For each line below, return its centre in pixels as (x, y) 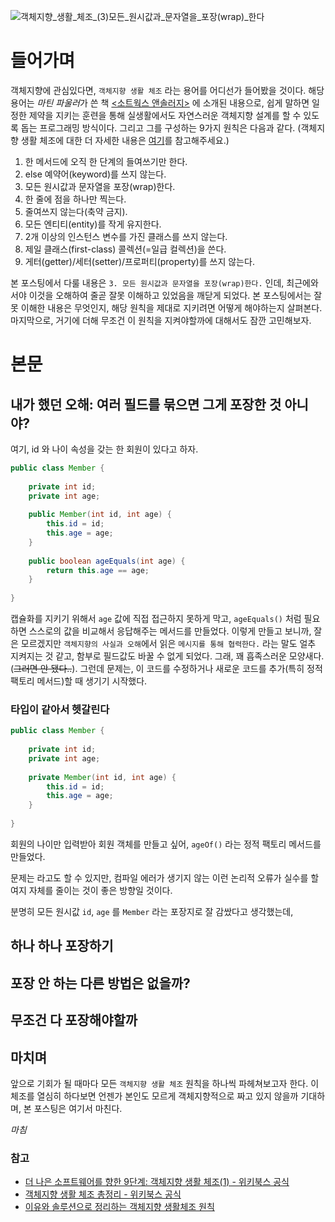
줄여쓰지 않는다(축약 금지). (76, 211)
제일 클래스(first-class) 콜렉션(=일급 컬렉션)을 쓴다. (125, 249)
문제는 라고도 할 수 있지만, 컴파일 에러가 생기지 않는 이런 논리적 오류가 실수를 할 (165, 877)
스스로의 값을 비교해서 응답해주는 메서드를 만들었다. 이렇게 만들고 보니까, (170, 631)
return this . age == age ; (98, 570)
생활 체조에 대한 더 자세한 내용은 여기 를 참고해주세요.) (125, 140)
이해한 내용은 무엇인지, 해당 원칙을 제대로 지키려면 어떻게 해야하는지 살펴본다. (171, 307)
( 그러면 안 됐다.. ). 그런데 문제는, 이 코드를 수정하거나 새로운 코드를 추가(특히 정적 (166, 669)
